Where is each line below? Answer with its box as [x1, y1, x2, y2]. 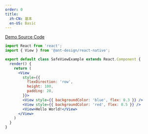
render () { [9, 61, 32, 66]
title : [5, 12, 19, 17]
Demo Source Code [5, 34, 45, 40]
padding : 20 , [26, 89, 54, 94]
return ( [14, 66, 32, 71]
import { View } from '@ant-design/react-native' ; [5, 48, 110, 53]
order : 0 [5, 7, 23, 12]
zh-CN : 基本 [9, 16, 33, 21]
